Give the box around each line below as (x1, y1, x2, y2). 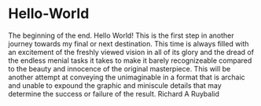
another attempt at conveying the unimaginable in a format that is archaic (8, 72, 245, 82)
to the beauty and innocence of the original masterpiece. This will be (8, 64, 231, 73)
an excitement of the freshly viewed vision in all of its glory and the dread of (8, 47, 254, 57)
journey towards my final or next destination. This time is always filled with (8, 38, 249, 48)
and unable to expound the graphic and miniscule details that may (8, 80, 222, 90)
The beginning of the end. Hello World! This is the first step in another (8, 31, 234, 40)
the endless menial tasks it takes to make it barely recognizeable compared (8, 56, 252, 65)
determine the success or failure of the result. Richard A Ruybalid (8, 89, 220, 98)
